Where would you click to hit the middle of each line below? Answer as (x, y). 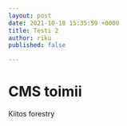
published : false (37, 45)
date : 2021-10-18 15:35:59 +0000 (64, 23)
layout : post (30, 16)
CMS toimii (45, 92)
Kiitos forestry (32, 114)
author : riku (30, 38)
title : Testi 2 (34, 30)
